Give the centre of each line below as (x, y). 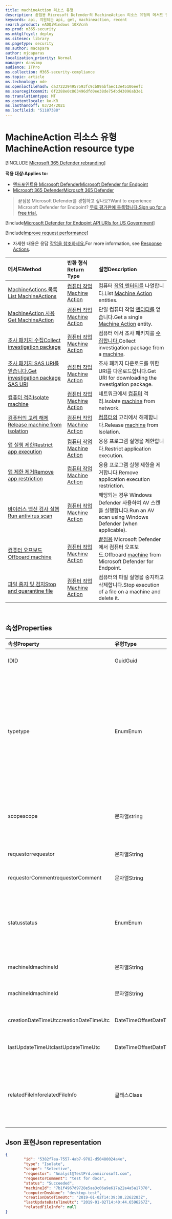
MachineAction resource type (70, 149)
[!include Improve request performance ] (47, 233)
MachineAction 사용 (31, 313)
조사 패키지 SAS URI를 (34, 363)
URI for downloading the (128, 378)
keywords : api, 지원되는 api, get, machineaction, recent (66, 20)
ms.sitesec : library (27, 39)
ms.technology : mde (26, 82)
